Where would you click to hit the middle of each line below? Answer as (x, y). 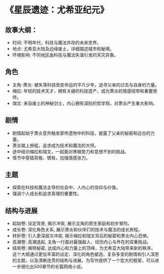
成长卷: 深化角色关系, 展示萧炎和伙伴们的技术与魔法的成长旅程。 (77, 230)
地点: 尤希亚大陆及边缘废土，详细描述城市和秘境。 (63, 49)
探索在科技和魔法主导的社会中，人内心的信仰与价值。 (66, 187)
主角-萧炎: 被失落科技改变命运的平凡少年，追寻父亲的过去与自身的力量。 (86, 85)
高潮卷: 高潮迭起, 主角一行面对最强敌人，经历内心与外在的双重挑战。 (82, 242)
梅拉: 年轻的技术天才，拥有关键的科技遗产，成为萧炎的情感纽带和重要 (82, 91)
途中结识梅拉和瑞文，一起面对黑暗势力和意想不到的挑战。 (70, 151)
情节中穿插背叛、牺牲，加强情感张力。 (51, 158)
